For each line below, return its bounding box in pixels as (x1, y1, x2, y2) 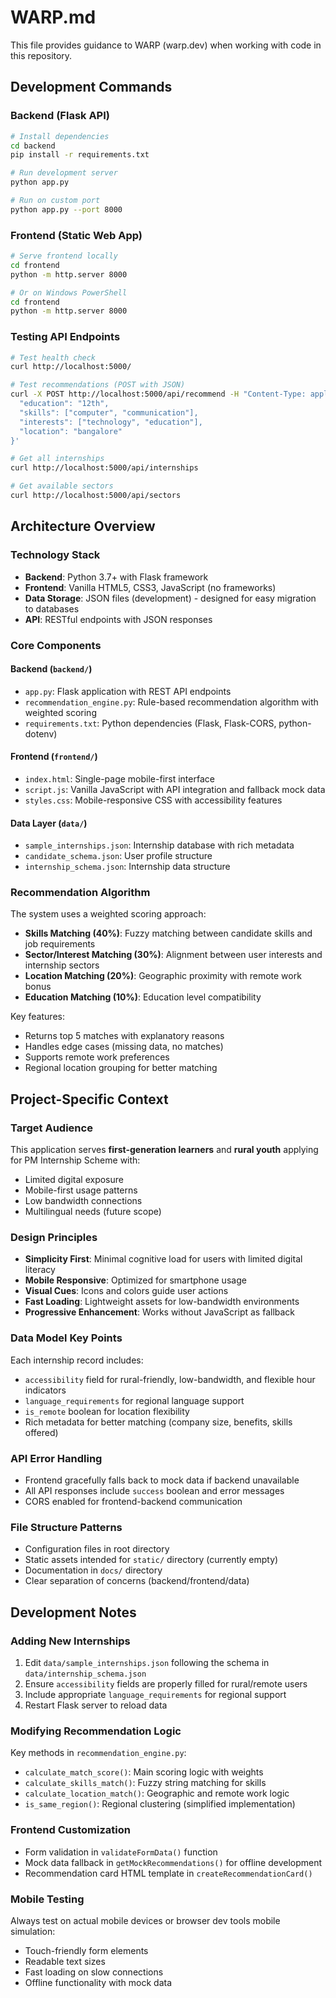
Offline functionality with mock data (24, 1976, 173, 1988)
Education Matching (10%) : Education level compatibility (24, 991, 262, 1003)
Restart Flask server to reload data (24, 1699, 168, 1711)
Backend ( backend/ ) (10, 663, 93, 675)
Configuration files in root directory (24, 1543, 170, 1555)
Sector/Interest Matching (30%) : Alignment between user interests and (24, 949, 323, 961)
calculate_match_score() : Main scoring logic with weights (24, 1766, 264, 1778)
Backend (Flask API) (10, 109, 110, 123)
